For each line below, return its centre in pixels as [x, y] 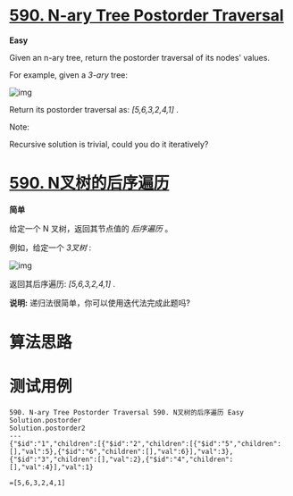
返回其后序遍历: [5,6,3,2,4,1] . [63, 283]
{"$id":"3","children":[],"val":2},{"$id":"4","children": [121, 459]
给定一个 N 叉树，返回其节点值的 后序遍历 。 [91, 228]
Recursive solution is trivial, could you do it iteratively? [109, 144]
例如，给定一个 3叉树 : [50, 248]
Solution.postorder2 [48, 428]
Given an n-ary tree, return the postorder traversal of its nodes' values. [140, 57]
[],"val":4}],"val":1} [51, 467]
